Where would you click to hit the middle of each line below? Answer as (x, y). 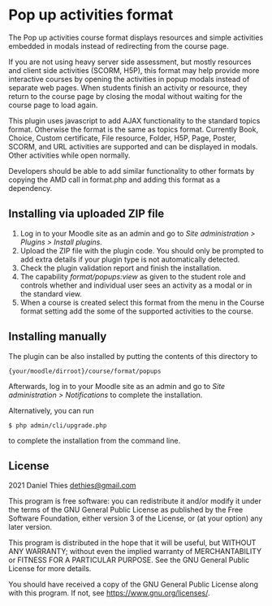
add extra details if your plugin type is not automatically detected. (130, 259)
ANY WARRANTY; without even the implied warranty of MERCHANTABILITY (135, 552)
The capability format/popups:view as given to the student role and (133, 276)
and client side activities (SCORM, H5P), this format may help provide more (134, 70)
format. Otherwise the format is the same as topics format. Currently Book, (133, 129)
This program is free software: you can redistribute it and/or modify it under (135, 501)
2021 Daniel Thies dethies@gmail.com (72, 486)
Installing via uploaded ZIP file (86, 214)
